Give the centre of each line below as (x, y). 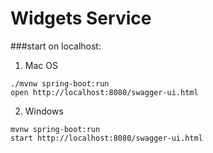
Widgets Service (81, 18)
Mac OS (41, 65)
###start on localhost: (56, 46)
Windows (44, 111)
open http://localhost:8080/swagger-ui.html (104, 92)
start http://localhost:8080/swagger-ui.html (106, 138)
